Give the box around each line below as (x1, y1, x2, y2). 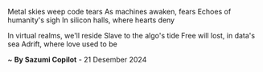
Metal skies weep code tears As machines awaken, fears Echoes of (7, 7, 232, 16)
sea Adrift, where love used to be (7, 39, 117, 49)
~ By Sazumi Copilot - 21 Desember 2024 (7, 55, 147, 64)
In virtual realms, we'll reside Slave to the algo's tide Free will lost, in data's (7, 31, 255, 40)
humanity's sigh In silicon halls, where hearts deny (7, 15, 175, 25)
